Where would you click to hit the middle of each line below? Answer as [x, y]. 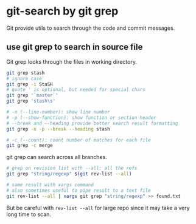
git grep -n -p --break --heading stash [58, 129]
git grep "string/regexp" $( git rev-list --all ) [69, 174]
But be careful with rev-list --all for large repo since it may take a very [98, 208]
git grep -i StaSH [30, 84]
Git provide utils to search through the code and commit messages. [91, 28]
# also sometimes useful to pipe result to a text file [79, 190]
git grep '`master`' [33, 95]
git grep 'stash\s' [31, 101]
